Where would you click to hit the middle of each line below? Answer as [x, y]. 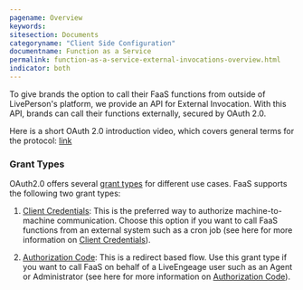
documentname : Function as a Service [80, 52]
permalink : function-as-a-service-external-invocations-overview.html [145, 60]
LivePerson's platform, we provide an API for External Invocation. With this [148, 103]
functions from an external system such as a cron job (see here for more [157, 230]
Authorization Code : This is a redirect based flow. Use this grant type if [155, 257]
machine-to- [258, 211]
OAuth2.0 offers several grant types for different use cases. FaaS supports [148, 184]
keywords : [28, 26]
